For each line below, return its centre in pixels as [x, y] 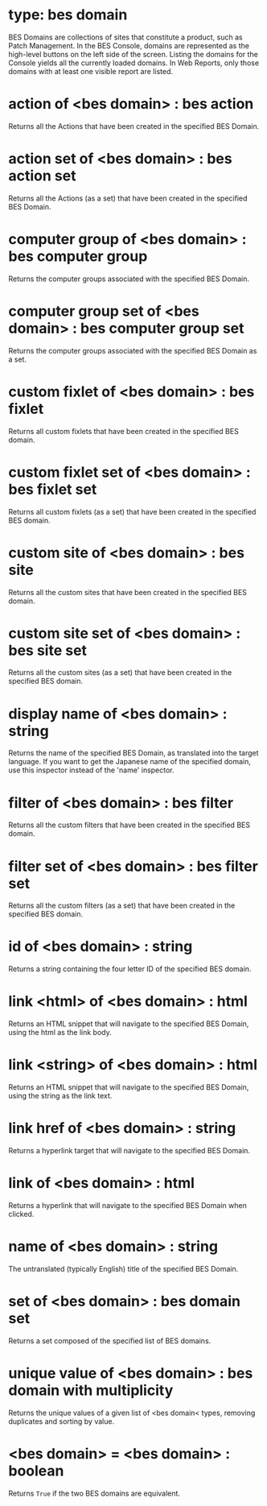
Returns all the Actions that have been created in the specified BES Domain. [134, 126]
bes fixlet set [53, 489]
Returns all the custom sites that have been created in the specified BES [128, 592]
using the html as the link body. [60, 1032]
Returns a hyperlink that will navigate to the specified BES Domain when [127, 1205]
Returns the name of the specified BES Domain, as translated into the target [133, 753]
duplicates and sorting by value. [62, 1421]
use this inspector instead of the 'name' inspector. [91, 770]
